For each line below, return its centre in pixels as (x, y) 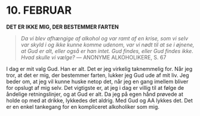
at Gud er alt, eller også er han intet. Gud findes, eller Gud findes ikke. (107, 51)
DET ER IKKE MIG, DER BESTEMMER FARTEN (63, 27)
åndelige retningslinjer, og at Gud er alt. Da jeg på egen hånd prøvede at (95, 94)
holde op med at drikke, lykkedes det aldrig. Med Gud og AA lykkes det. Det (99, 100)
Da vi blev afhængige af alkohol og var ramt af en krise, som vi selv (104, 38)
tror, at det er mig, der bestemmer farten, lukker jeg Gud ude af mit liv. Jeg (98, 75)
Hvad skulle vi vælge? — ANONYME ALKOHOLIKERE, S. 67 (93, 57)
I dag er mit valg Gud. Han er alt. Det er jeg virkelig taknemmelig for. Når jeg (99, 68)
